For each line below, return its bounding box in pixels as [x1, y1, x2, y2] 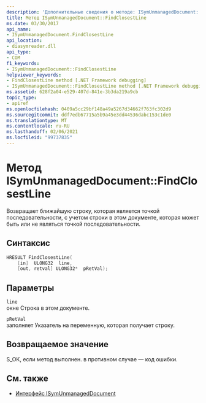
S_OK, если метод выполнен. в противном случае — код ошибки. [6, 355, 178, 363]
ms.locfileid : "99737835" [6, 134, 72, 141]
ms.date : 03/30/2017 [6, 20, 59, 26]
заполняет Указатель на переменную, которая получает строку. [6, 321, 175, 329]
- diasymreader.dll [6, 44, 56, 50]
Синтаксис [6, 238, 50, 248]
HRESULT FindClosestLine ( [6, 254, 72, 261]
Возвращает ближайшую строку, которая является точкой [6, 207, 160, 215]
